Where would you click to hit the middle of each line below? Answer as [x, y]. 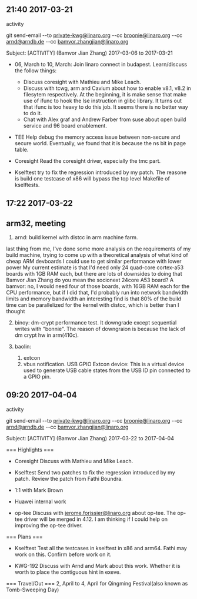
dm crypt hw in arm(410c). [47, 335]
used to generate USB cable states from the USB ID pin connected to [107, 370]
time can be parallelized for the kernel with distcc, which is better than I [93, 305]
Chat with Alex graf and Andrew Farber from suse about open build [105, 119]
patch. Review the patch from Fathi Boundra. [69, 478]
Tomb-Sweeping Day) [33, 590]
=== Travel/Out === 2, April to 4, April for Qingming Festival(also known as [97, 583]
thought [16, 312]
